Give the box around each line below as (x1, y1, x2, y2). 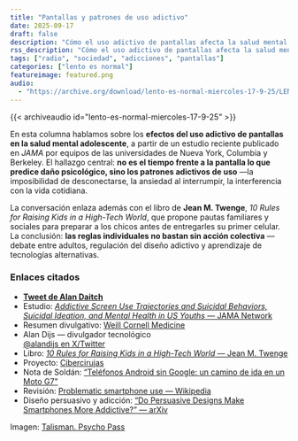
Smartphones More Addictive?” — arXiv (22, 404, 169, 414)
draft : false (10, 29, 58, 38)
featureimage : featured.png (10, 71, 114, 80)
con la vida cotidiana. (10, 185, 88, 196)
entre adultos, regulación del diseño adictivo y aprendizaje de (37, 240, 263, 251)
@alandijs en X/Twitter (22, 338, 105, 349)
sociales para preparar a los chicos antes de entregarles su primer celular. (10, 220, 281, 231)
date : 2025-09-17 (10, 21, 74, 30)
